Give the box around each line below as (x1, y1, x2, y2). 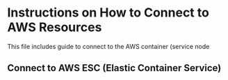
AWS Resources (7, 19, 102, 35)
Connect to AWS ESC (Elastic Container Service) (7, 62, 222, 74)
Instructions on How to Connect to (7, 5, 210, 21)
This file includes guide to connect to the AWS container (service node (7, 42, 210, 50)
